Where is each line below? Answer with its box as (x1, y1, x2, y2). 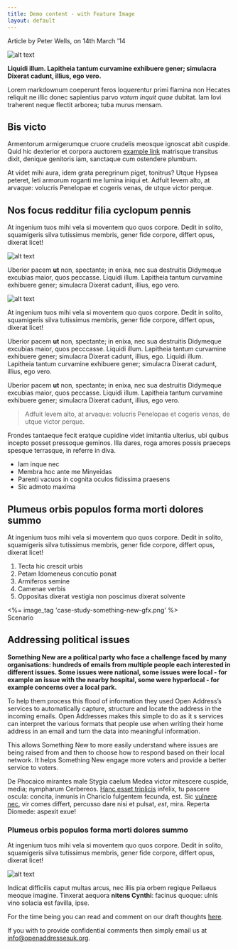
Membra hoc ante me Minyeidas (17, 468, 112, 476)
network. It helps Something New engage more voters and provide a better (7, 755, 227, 764)
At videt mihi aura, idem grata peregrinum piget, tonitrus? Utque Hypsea (7, 168, 219, 177)
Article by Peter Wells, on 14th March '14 (7, 36, 126, 45)
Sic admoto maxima (17, 483, 76, 491)
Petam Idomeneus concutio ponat (17, 569, 117, 578)
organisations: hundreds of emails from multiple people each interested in (7, 660, 231, 669)
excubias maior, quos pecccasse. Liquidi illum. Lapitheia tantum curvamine (7, 345, 227, 353)
